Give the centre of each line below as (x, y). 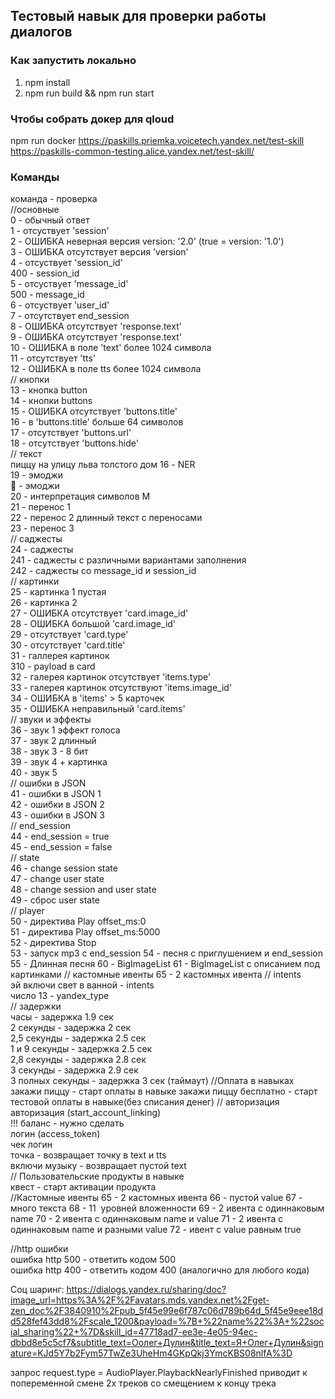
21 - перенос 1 (40, 507)
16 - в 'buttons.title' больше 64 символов (97, 422)
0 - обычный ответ (50, 220)
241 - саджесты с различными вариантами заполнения (128, 560)
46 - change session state (64, 868)
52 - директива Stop (53, 943)
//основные (35, 210)
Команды (35, 177)
